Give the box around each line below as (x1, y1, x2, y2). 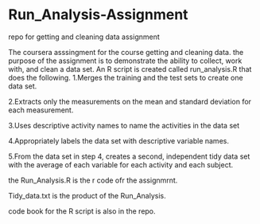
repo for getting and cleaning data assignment (8, 32, 161, 41)
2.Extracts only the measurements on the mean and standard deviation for (8, 96, 252, 106)
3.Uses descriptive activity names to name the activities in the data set (8, 120, 240, 130)
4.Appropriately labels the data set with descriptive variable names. (8, 136, 229, 145)
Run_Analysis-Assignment (8, 6, 188, 24)
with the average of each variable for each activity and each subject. (8, 159, 234, 169)
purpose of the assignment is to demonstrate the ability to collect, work (8, 56, 243, 65)
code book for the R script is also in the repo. (8, 206, 157, 216)
